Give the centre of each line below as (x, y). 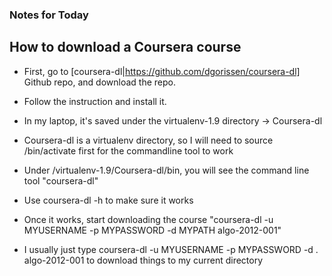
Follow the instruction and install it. (95, 101)
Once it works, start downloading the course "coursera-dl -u (148, 219)
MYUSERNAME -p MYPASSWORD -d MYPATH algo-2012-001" (152, 230)
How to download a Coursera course (125, 47)
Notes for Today (49, 15)
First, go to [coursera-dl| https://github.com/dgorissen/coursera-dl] (162, 71)
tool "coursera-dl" (61, 180)
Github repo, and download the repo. (99, 82)
